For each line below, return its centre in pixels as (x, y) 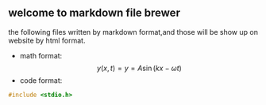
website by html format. (47, 40)
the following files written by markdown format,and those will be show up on (133, 32)
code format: (41, 80)
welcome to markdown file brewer (94, 13)
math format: (41, 55)
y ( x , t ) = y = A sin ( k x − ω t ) (139, 68)
